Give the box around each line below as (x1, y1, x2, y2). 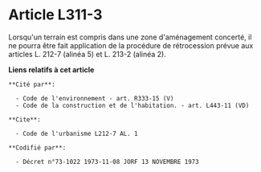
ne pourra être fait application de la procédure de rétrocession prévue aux (8, 40, 254, 50)
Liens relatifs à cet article (8, 64, 95, 74)
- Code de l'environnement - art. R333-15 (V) (15, 94, 174, 102)
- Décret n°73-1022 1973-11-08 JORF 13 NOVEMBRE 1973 (15, 158, 199, 166)
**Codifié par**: (8, 143, 67, 152)
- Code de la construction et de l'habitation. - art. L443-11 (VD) (15, 101, 250, 109)
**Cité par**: (8, 80, 56, 88)
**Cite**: (8, 115, 42, 124)
